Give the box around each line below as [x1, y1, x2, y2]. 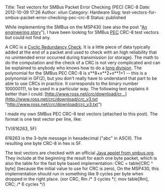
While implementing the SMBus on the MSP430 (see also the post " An [5, 24, 148, 30]
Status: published [90, 15, 126, 20]
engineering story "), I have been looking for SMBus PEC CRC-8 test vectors [5, 29, 159, 35]
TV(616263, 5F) [5, 126, 37, 132]
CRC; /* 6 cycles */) [5, 181, 45, 187]
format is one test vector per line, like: [5, 116, 82, 122]
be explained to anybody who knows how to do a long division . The [5, 65, 142, 71]
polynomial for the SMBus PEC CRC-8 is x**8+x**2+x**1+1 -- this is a [5, 70, 147, 76]
